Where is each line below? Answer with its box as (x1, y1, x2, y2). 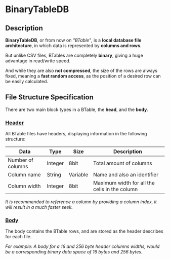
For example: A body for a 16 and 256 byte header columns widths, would (5, 243, 160, 249)
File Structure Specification (5, 93, 94, 102)
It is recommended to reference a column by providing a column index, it (5, 199, 157, 205)
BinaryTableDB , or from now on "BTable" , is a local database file (5, 37, 142, 43)
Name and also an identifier (93, 171, 158, 178)
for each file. (5, 234, 32, 240)
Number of (8, 157, 34, 164)
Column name (8, 171, 41, 178)
